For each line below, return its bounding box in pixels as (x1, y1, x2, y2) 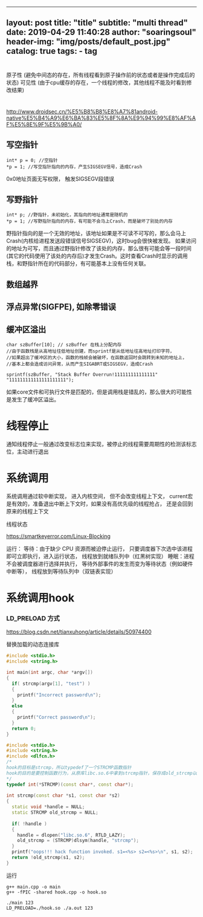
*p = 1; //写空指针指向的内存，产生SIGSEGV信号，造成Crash (6, 164, 143, 170)
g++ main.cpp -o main (6, 884, 61, 890)
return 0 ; (11, 725, 36, 731)
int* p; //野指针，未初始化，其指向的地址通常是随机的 (6, 212, 128, 218)
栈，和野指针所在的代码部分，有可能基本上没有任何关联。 (6, 260, 149, 267)
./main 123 (6, 899, 34, 906)
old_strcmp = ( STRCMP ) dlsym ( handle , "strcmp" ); (17, 838, 139, 844)
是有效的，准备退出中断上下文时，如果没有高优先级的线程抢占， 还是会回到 (6, 500, 193, 507)
